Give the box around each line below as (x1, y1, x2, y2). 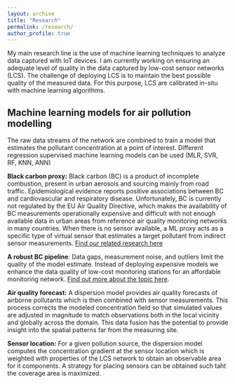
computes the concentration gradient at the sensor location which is (7, 347, 205, 355)
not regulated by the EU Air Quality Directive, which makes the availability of (7, 202, 227, 210)
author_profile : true (7, 29, 71, 37)
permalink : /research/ (7, 23, 74, 30)
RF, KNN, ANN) (7, 158, 51, 167)
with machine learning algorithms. (7, 86, 105, 95)
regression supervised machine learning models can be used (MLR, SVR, (7, 151, 219, 160)
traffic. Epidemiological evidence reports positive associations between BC (7, 187, 224, 196)
